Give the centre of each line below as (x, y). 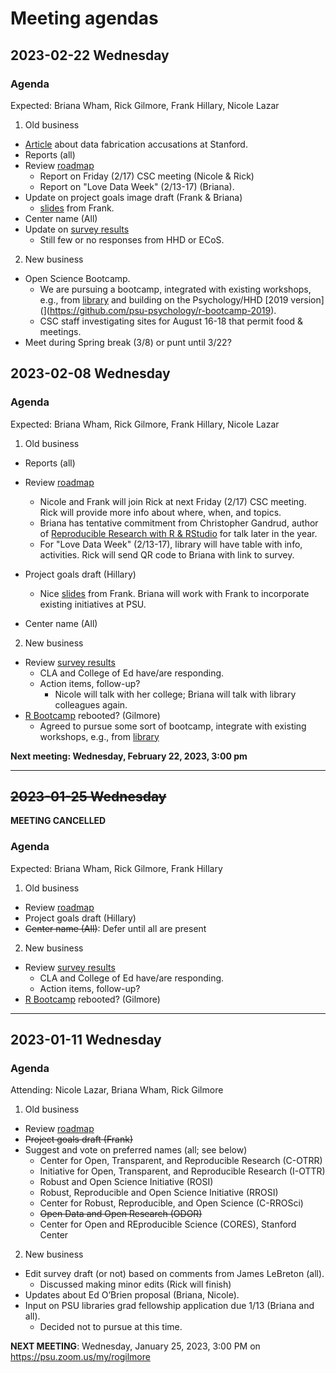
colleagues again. (91, 704)
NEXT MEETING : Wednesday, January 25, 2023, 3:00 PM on (135, 1346)
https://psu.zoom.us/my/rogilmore (80, 1357)
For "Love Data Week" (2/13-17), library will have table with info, (171, 544)
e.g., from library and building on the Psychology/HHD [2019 (164, 299)
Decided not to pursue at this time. (111, 1327)
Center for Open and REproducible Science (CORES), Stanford (168, 1224)
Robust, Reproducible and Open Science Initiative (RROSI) (159, 1193)
